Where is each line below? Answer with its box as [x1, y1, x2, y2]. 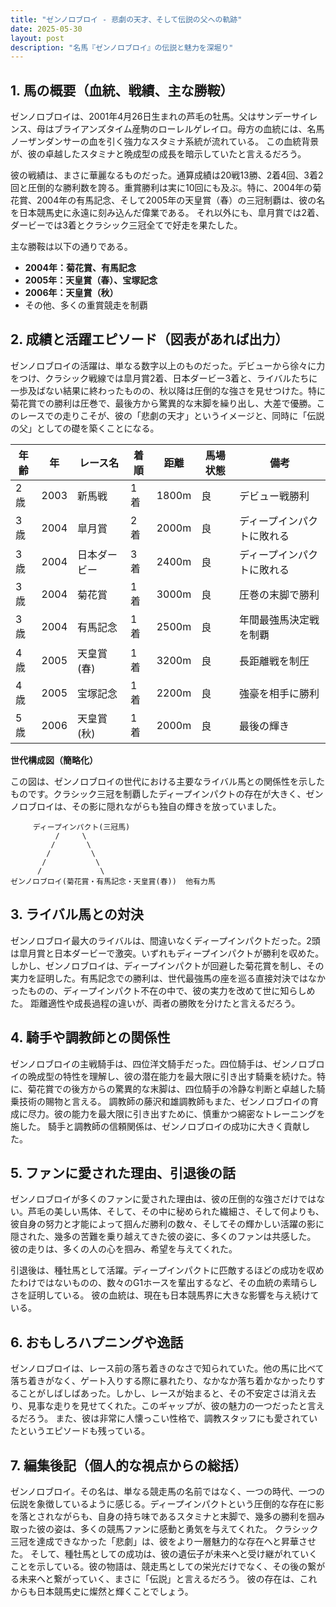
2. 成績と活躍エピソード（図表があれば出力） [10, 331, 289, 348]
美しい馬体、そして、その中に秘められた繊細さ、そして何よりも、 [53, 1206, 325, 1218]
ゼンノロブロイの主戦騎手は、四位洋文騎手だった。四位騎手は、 [10, 1057, 273, 1070]
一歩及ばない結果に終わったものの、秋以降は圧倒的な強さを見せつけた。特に [10, 384, 326, 396]
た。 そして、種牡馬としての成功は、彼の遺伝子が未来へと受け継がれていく [10, 1547, 318, 1560]
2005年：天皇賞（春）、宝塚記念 [24, 274, 158, 286]
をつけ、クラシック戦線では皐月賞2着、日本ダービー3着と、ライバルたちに [10, 372, 318, 384]
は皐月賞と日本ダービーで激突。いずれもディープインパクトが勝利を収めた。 [10, 947, 325, 959]
